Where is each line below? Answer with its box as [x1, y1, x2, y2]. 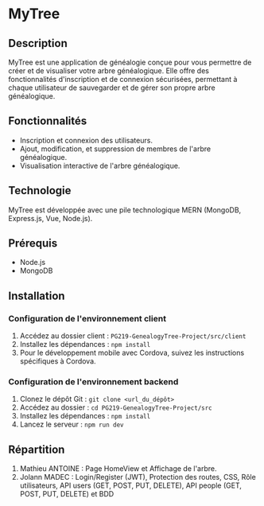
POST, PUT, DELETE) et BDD [19, 489, 115, 499]
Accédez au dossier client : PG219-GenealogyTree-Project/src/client [19, 331, 247, 341]
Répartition [8, 442, 65, 456]
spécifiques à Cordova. [19, 356, 97, 366]
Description [8, 37, 68, 50]
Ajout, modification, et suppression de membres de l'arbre [19, 144, 212, 154]
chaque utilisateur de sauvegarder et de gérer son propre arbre [8, 83, 216, 92]
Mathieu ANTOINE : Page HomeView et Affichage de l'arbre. [19, 464, 217, 473]
